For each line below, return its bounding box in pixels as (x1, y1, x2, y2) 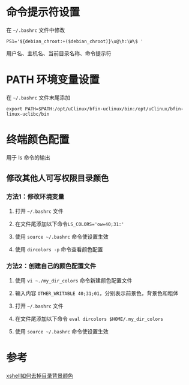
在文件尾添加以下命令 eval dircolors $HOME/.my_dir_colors (14, 315, 164, 322)
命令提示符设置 (6, 5, 80, 19)
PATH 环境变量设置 (6, 73, 100, 87)
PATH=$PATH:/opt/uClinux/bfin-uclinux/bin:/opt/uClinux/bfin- (25, 106, 184, 112)
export (6, 106, 23, 112)
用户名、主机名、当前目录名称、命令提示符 (6, 49, 112, 57)
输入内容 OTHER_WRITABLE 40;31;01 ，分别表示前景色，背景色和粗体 (14, 289, 179, 297)
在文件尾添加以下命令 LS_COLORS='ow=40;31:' (14, 220, 125, 227)
